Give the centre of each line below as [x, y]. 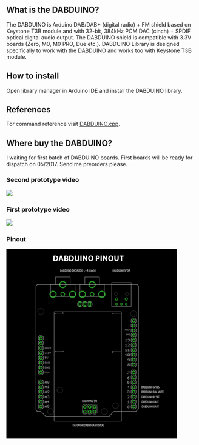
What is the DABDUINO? [53, 10]
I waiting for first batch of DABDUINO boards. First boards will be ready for [99, 158]
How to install [33, 76]
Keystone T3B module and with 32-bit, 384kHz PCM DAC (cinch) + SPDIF [99, 31]
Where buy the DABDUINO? [59, 143]
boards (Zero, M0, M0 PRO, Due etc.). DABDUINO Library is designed [93, 44]
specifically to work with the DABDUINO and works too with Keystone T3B [99, 50]
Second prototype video [43, 180]
